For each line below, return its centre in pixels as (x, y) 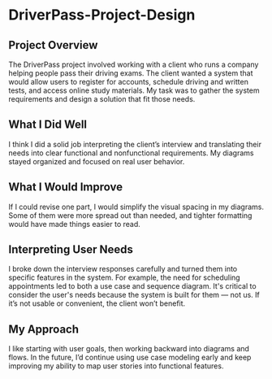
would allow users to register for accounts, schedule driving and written (129, 82)
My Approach (44, 329)
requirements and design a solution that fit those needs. (102, 99)
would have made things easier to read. (74, 224)
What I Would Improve (66, 187)
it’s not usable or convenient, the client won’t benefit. (97, 303)
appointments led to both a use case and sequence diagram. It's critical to (133, 286)
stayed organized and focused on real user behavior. (97, 161)
